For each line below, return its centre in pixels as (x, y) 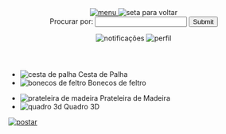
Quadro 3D (82, 107)
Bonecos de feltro (117, 83)
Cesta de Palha (103, 74)
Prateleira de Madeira (135, 98)
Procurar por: (72, 21)
